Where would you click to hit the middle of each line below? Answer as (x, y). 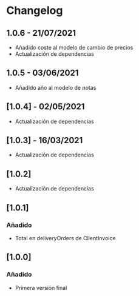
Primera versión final (41, 288)
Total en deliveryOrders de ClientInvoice (66, 238)
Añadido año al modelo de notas (56, 87)
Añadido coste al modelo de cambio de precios (74, 47)
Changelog (35, 11)
